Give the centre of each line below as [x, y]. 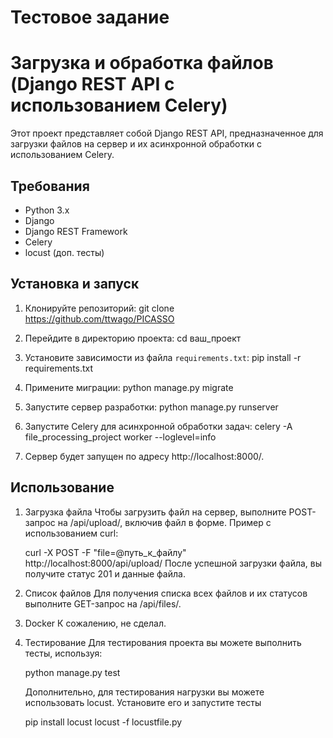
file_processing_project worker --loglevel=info [120, 437]
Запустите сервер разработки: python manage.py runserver [151, 407]
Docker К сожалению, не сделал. [95, 623]
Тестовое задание [90, 17]
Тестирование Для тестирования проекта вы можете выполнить [163, 642]
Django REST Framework [76, 231]
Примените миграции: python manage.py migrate [129, 387]
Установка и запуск [75, 284]
